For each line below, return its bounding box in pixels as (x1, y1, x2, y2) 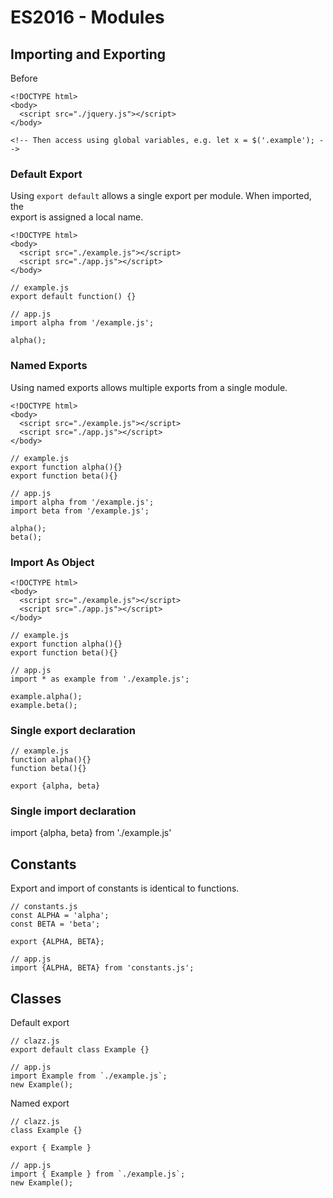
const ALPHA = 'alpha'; (10, 911, 110, 921)
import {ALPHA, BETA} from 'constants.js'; (10, 963, 195, 973)
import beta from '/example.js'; (10, 506, 150, 516)
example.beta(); (10, 700, 78, 710)
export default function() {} (10, 292, 137, 302)
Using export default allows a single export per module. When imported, (10, 190, 312, 202)
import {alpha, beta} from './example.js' (10, 827, 172, 839)
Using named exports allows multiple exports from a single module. (10, 381, 288, 393)
